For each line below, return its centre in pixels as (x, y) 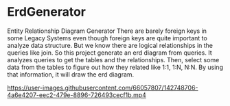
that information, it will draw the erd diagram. (71, 74)
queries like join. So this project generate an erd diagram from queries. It (110, 53)
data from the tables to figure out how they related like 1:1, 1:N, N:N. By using (115, 67)
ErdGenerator (47, 12)
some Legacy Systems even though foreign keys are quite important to (107, 38)
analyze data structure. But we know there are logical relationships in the (110, 45)
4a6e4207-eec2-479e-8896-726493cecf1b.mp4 (77, 95)
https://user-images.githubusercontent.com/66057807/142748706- (103, 88)
